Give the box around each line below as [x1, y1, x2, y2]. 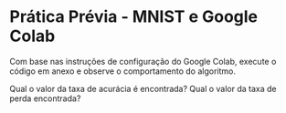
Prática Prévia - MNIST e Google [9, 6, 259, 27]
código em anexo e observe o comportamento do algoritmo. [9, 66, 236, 77]
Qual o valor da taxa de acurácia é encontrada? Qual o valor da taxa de [9, 83, 277, 94]
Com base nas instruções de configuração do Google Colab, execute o [9, 56, 277, 67]
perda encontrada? [9, 93, 81, 104]
